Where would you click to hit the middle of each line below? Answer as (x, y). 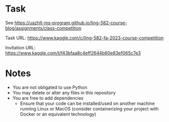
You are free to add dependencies (48, 98)
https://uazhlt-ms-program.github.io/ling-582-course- (71, 23)
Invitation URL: (20, 47)
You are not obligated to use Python (50, 87)
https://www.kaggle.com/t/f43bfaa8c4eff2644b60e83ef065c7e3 (73, 53)
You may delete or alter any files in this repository (64, 93)
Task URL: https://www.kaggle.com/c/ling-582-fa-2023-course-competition (84, 38)
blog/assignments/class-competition (43, 28)
